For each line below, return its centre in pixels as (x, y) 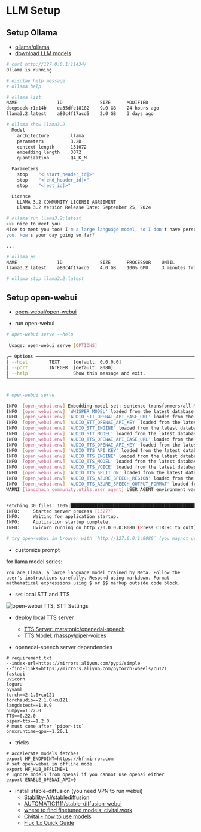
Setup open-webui (42, 297)
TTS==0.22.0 (21, 716)
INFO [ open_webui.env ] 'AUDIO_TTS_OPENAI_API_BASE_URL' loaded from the (100, 439)
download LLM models (43, 53)
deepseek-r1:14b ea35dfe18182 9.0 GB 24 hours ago (83, 108)
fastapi (16, 674)
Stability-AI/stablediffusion (57, 797)
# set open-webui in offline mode (49, 764)
